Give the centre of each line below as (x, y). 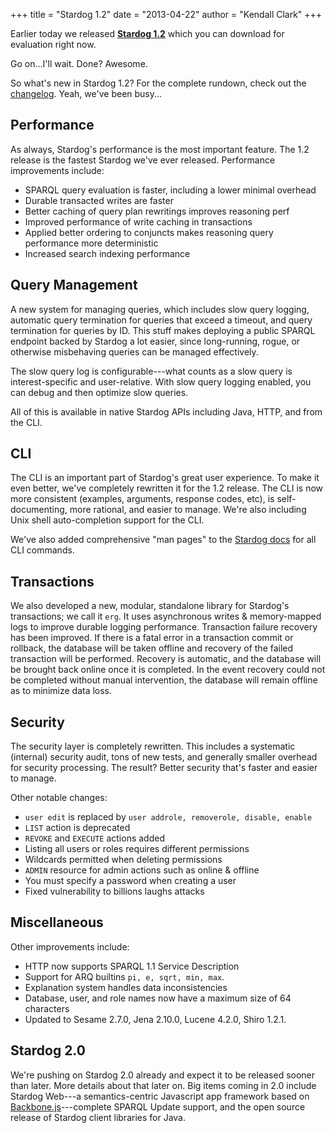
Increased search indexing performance (107, 253)
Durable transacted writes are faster (99, 200)
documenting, (39, 510)
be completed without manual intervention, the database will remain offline (164, 680)
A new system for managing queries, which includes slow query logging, (160, 309)
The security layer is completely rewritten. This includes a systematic (153, 746)
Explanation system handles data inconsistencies (126, 987)
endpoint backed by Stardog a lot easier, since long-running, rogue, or (155, 341)
